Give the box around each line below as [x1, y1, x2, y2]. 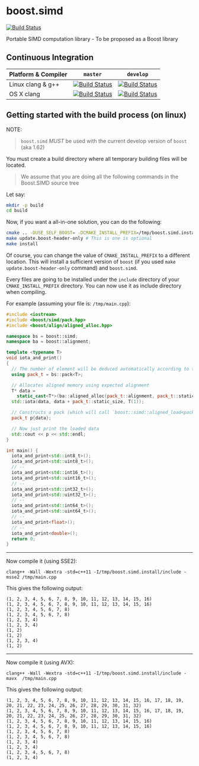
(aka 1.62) [20, 144, 45, 151]
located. [6, 162, 26, 169]
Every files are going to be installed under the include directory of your [6, 276, 179, 283]
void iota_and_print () [6, 355, 62, 361]
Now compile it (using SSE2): [6, 558, 78, 565]
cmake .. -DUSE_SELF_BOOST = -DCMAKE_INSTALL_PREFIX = [6, 230, 139, 236]
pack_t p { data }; [11, 415, 52, 421]
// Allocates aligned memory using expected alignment [11, 382, 150, 388]
